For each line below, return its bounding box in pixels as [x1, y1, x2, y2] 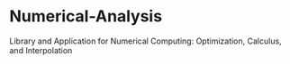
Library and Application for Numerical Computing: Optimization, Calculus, [9, 36, 282, 46]
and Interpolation [9, 44, 73, 55]
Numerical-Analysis [9, 6, 163, 27]
